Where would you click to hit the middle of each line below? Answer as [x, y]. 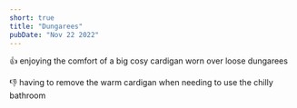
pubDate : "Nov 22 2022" [54, 34]
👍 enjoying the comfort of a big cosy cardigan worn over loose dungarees [149, 61]
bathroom [28, 95]
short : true [32, 18]
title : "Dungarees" [46, 26]
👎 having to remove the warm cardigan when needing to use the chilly [142, 83]
